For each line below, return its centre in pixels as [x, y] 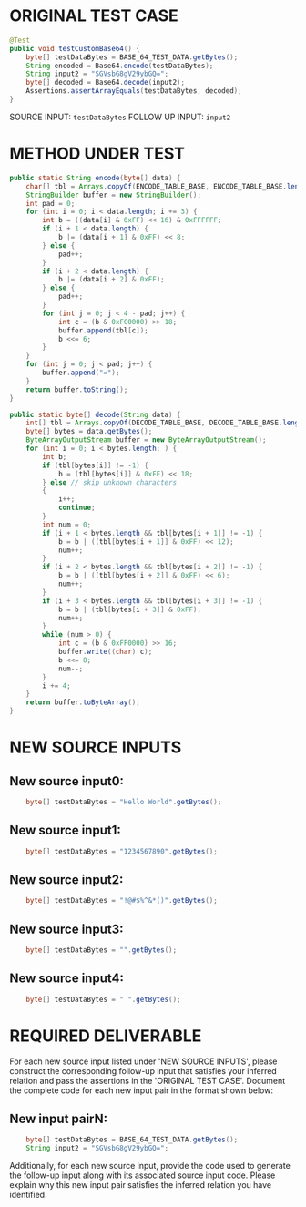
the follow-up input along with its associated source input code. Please [143, 1175]
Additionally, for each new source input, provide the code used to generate [150, 1166]
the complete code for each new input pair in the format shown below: [141, 1090]
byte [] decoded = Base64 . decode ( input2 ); [105, 83]
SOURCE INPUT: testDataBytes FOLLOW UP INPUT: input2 [120, 117]
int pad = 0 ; [51, 203]
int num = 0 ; [67, 525]
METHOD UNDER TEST [97, 153]
